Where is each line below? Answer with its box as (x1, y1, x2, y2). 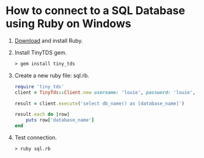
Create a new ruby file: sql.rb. (14, 72, 90, 79)
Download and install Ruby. (14, 37, 83, 44)
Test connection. (14, 134, 57, 141)
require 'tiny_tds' (14, 83, 65, 89)
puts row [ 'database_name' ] (26, 117, 95, 123)
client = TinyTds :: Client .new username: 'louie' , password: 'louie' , (14, 89, 196, 96)
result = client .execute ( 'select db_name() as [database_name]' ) (14, 100, 184, 107)
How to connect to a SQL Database (5, 4, 186, 18)
